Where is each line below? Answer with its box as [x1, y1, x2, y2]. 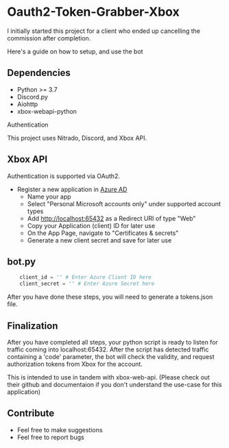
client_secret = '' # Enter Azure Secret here [19, 280, 155, 288]
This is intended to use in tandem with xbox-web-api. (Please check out [7, 373, 210, 381]
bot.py [7, 256, 36, 267]
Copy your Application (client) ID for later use [27, 221, 156, 229]
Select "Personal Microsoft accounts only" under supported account [27, 199, 221, 208]
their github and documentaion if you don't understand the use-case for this [7, 380, 222, 388]
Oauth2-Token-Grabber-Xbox [7, 4, 180, 20]
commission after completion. [7, 34, 91, 42]
